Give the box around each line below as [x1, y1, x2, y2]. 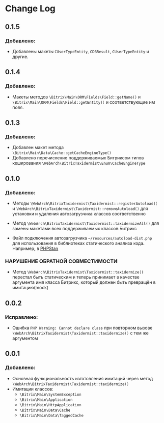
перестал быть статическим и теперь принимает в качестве [12, 274, 140, 280]
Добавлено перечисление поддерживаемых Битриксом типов [12, 155, 144, 161]
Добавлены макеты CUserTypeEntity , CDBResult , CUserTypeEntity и [12, 48, 149, 54]
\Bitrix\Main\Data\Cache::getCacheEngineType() [12, 151, 111, 155]
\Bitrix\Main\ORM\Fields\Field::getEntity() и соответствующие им [12, 99, 155, 105]
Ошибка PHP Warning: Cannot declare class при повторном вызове [12, 325, 153, 331]
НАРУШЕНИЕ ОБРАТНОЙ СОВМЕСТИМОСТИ [5, 258, 118, 265]
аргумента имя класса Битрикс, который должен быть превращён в [12, 279, 156, 285]
